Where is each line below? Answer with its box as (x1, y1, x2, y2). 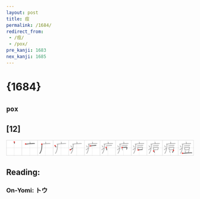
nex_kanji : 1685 (6, 54, 46, 60)
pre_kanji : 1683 (6, 48, 46, 54)
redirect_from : (6, 29, 44, 35)
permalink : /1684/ (6, 22, 52, 28)
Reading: (6, 167, 40, 178)
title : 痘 (6, 15, 30, 22)
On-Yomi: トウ (6, 186, 48, 195)
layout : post (6, 10, 39, 15)
